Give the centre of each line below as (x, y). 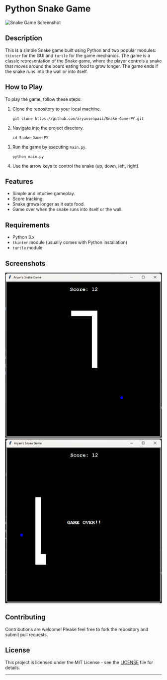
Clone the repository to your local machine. (56, 109)
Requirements (27, 225)
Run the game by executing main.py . (49, 147)
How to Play (24, 87)
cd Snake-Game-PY (30, 138)
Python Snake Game (48, 9)
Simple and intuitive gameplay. (44, 194)
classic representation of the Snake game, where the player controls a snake (83, 61)
